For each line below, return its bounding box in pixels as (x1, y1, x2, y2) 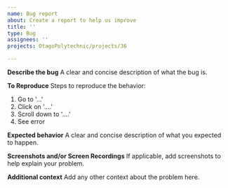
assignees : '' (7, 36, 49, 43)
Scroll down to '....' (17, 110, 72, 118)
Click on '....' (17, 103, 53, 110)
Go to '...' (17, 95, 43, 103)
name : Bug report (7, 10, 58, 17)
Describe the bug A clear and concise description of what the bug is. (7, 68, 208, 76)
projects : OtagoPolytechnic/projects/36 (7, 43, 128, 50)
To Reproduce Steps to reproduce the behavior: (7, 82, 146, 89)
